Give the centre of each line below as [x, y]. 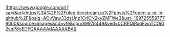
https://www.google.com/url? [38, 7]
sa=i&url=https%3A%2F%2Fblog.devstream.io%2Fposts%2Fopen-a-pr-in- [85, 13]
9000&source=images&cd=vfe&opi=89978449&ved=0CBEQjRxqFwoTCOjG [85, 23]
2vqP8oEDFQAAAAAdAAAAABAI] [41, 29]
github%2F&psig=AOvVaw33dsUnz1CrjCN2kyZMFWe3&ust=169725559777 [85, 18]
